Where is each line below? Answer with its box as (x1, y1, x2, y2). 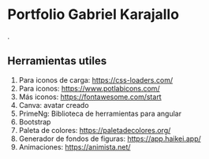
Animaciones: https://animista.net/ (18, 142, 131, 151)
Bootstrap (18, 116, 51, 127)
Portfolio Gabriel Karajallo (7, 6, 179, 24)
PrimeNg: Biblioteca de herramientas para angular (18, 109, 182, 118)
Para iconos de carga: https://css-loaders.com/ (18, 75, 174, 84)
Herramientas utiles (7, 54, 107, 68)
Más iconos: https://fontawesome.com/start (18, 92, 162, 102)
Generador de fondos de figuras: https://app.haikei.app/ (18, 134, 202, 143)
